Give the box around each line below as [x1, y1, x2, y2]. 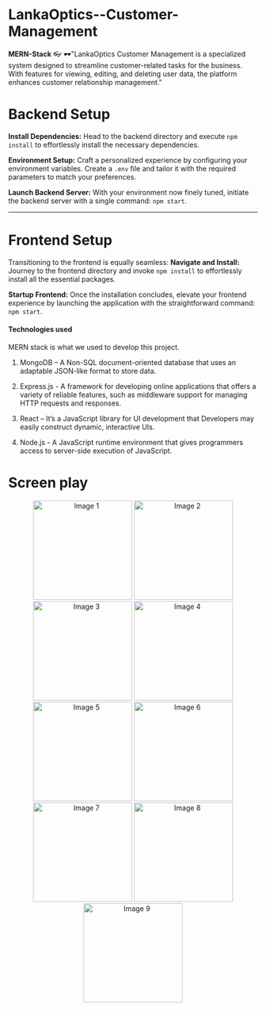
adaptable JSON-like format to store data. [19, 367, 157, 376]
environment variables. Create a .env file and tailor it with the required [8, 163, 236, 173]
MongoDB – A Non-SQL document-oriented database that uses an [19, 358, 236, 367]
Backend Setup [8, 106, 111, 124]
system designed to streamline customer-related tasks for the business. [8, 60, 243, 70]
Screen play [8, 474, 89, 492]
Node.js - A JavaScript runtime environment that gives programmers [19, 438, 244, 448]
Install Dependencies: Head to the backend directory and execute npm [8, 131, 238, 140]
